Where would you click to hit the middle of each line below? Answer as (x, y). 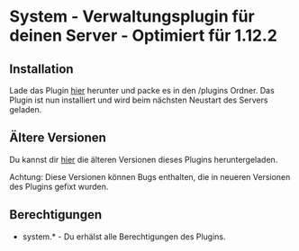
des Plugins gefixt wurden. (59, 186)
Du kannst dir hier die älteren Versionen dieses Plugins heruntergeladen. (144, 159)
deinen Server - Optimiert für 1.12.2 (143, 36)
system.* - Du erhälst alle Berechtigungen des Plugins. (124, 237)
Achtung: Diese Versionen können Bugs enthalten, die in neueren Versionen (150, 176)
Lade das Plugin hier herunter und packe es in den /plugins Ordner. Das (142, 90)
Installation (41, 69)
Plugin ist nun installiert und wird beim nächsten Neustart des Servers (139, 100)
